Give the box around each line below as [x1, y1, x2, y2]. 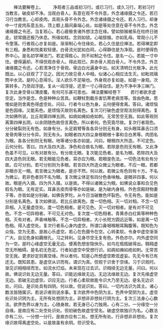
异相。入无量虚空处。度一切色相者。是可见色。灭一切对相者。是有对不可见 [5, 204, 154, 210]
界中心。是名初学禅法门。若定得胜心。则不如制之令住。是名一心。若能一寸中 [5, 53, 158, 58]
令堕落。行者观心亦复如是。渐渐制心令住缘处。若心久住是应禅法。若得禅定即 [5, 41, 158, 46]
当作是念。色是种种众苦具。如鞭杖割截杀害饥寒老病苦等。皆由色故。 [17, 95, 154, 101]
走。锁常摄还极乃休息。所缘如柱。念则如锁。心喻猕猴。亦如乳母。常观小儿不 [5, 34, 158, 40]
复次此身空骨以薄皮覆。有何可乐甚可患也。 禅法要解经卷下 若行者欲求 [5, 89, 152, 95]
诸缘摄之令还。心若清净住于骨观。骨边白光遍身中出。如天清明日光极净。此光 [5, 65, 158, 70]
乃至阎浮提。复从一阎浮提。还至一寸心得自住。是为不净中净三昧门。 [21, 83, 158, 89]
